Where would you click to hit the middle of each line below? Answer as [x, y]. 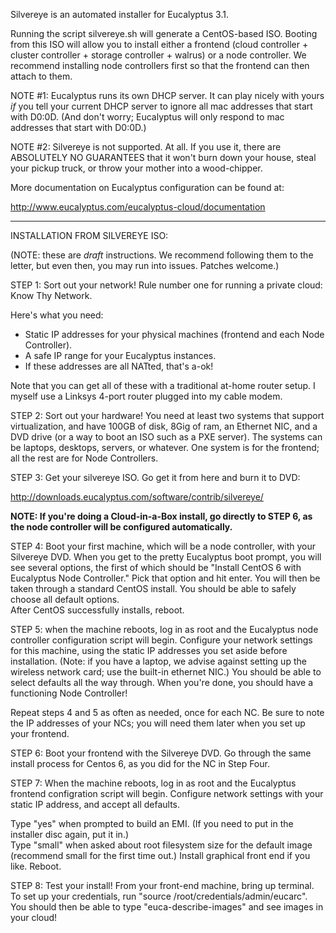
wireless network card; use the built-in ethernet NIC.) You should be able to [166, 672]
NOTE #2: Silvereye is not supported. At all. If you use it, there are [146, 147]
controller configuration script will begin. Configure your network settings [161, 640]
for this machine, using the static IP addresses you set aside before [149, 650]
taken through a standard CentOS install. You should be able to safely [153, 588]
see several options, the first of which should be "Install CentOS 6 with [156, 567]
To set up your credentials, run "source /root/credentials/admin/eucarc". [159, 896]
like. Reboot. [36, 866]
